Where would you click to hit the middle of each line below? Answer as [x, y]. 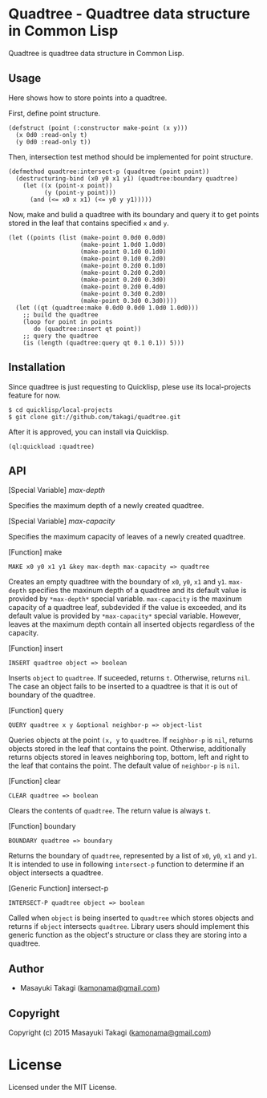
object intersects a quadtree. [56, 873]
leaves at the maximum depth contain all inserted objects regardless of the [131, 624]
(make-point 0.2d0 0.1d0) [123, 265]
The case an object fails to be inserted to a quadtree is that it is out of [123, 687]
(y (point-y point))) [80, 192]
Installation [37, 367]
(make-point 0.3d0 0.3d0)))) [129, 301]
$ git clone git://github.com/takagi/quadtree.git [95, 417]
